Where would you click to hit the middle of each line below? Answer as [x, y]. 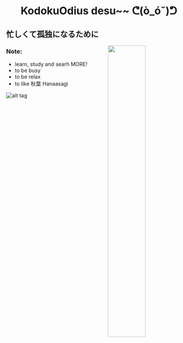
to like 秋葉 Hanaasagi [41, 83]
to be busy [28, 70]
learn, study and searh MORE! [51, 64]
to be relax [28, 76]
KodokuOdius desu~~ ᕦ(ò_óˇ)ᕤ [99, 11]
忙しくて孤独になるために [52, 34]
